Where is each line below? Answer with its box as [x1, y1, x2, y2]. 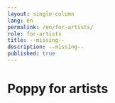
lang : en [7, 17, 33, 24]
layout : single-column [7, 10, 75, 18]
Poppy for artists [7, 81, 109, 97]
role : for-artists [7, 30, 62, 38]
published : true [7, 50, 55, 58]
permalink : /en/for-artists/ [7, 23, 94, 31]
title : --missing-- [7, 37, 65, 44]
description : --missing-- [7, 43, 84, 50]
